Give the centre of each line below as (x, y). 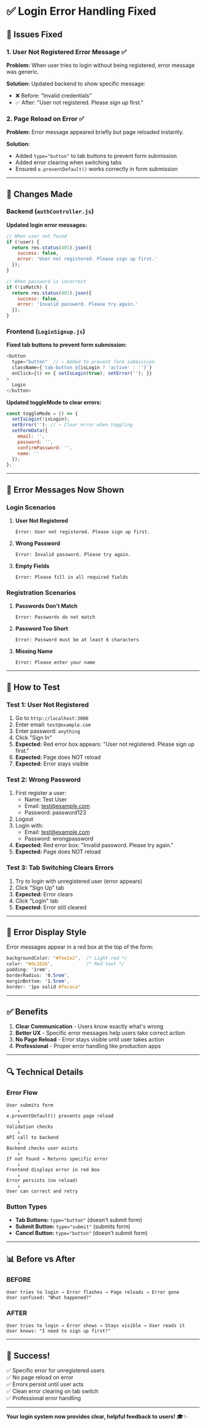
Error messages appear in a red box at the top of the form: (80, 947)
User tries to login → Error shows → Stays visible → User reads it (96, 1326)
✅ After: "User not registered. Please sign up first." (79, 102)
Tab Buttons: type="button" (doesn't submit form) (79, 1220)
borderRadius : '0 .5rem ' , (38, 975)
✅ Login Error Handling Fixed (81, 11)
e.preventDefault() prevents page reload (60, 1116)
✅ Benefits (27, 1012)
